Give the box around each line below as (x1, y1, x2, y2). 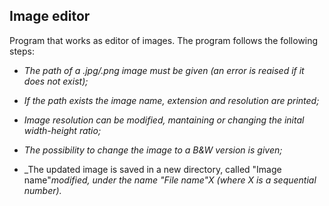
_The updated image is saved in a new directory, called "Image (23, 163, 282, 175)
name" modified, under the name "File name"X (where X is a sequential (23, 174, 317, 186)
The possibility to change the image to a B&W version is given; (23, 144, 283, 156)
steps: (9, 45, 35, 57)
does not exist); (23, 75, 89, 87)
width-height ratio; (23, 124, 102, 136)
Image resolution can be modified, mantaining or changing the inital (23, 114, 305, 126)
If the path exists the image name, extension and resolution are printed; (23, 94, 320, 106)
